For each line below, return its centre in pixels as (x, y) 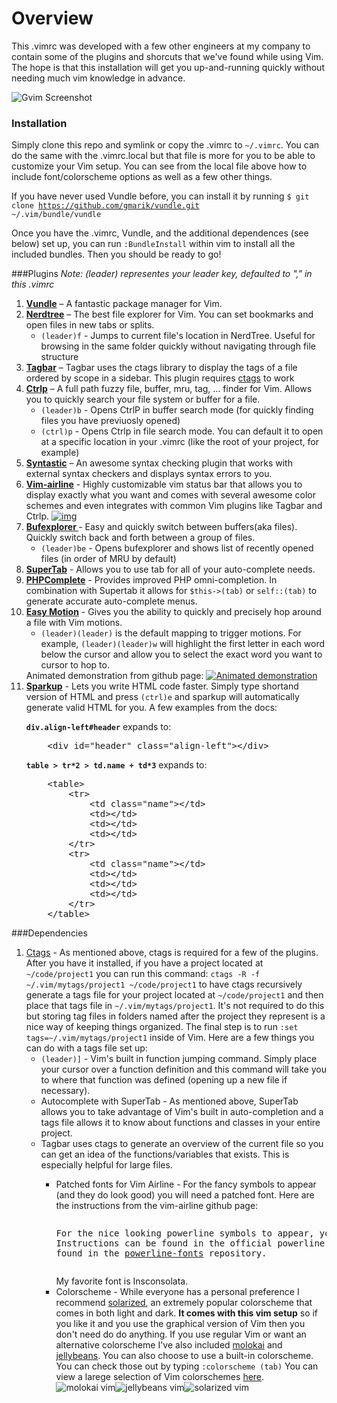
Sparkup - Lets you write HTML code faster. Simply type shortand (162, 686)
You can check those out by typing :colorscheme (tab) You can (187, 1366)
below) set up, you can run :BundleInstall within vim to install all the (153, 244)
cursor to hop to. (75, 665)
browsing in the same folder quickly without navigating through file (178, 346)
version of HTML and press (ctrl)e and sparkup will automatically (162, 697)
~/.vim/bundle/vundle (56, 215)
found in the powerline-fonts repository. (161, 1253)
